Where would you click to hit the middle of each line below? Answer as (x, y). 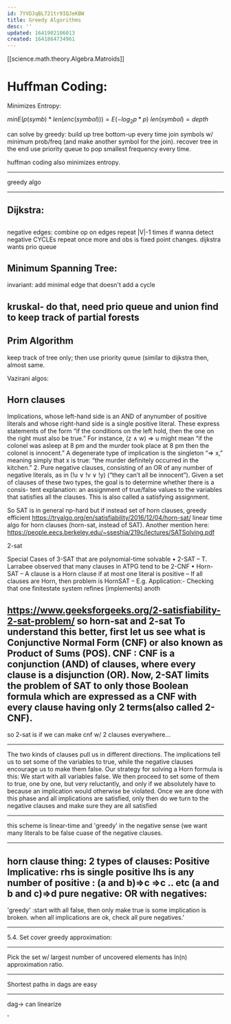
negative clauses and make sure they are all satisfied (82, 806)
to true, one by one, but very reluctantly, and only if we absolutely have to (111, 784)
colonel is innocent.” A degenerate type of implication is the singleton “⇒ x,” (115, 453)
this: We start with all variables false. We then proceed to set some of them (113, 776)
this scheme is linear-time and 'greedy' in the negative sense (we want (107, 826)
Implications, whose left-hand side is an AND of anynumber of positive (107, 416)
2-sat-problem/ (41, 621)
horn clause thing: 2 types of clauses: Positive (108, 861)
